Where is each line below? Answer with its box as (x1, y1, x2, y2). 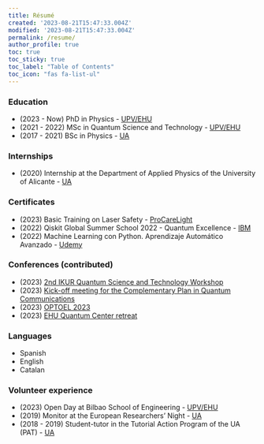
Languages (8, 330, 53, 341)
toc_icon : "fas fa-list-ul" (8, 70, 101, 78)
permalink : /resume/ (8, 33, 76, 42)
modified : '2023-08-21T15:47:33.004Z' (8, 26, 136, 34)
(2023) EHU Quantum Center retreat (19, 311, 138, 320)
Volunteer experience (8, 385, 93, 396)
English (19, 356, 44, 367)
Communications (19, 293, 75, 304)
